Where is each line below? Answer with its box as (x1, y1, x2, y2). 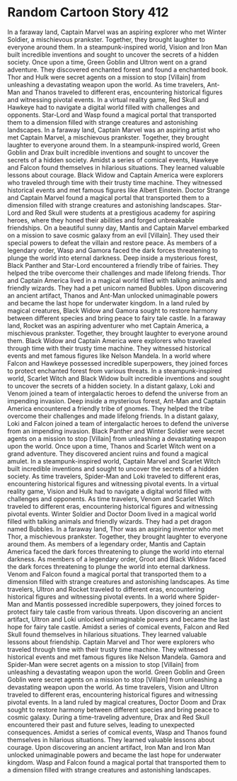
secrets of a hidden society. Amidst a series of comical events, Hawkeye (7, 155, 219, 164)
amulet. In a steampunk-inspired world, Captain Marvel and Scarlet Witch (7, 456, 221, 465)
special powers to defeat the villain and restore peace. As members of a (7, 238, 217, 247)
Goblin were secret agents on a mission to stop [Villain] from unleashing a (7, 675, 223, 684)
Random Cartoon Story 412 (7, 4, 169, 21)
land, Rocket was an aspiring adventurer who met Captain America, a (7, 321, 209, 330)
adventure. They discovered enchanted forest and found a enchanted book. (7, 65, 229, 74)
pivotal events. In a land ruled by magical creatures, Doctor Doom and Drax (7, 697, 226, 706)
